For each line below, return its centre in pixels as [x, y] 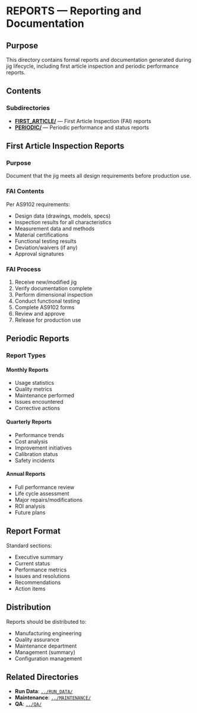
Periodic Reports [38, 339]
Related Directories [42, 677]
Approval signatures [39, 253]
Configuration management [48, 658]
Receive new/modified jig [46, 282]
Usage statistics [34, 383]
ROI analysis [30, 506]
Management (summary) [45, 652]
